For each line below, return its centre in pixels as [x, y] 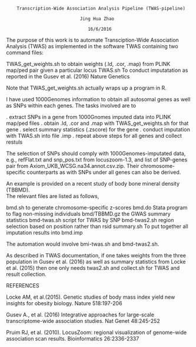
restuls [14, 142]
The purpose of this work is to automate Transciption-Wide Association [93, 40]
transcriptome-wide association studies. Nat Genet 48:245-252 [83, 321]
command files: [25, 52]
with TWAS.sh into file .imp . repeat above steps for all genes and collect [94, 136]
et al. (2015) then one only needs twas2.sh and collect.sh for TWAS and [93, 268]
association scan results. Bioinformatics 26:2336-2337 [73, 338]
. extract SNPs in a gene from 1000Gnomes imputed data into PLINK [89, 117]
